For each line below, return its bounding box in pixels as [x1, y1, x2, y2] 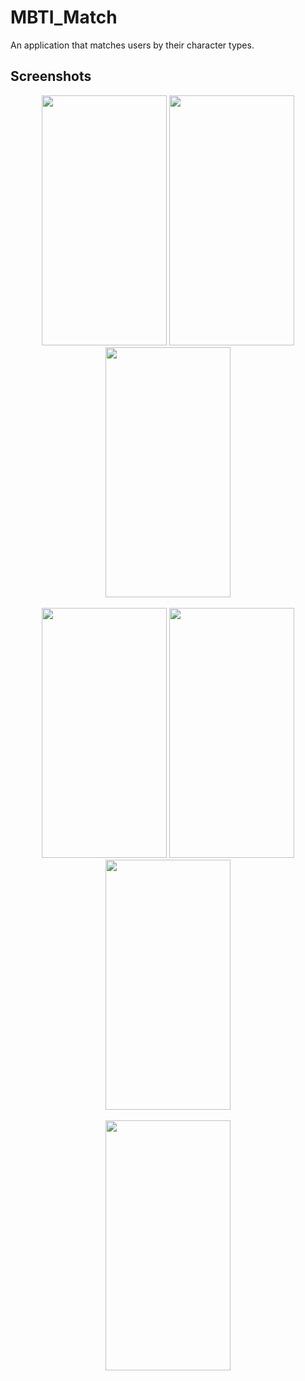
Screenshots [10, 68, 92, 85]
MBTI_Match [10, 6, 118, 29]
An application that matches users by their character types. [10, 39, 255, 51]
